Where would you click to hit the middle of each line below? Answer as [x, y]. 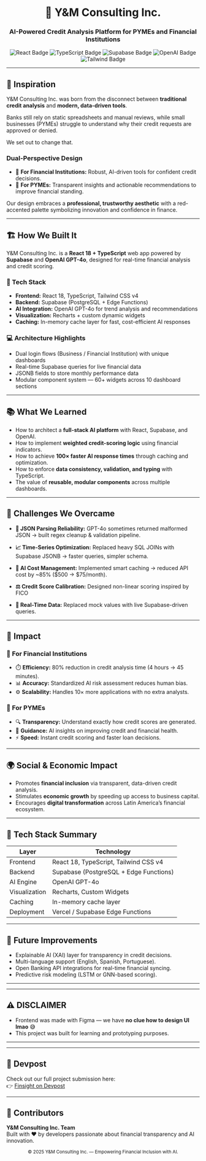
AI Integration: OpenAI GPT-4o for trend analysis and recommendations [106, 309]
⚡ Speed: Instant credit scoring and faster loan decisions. [88, 737]
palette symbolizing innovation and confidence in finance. [105, 210]
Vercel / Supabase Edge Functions [101, 912]
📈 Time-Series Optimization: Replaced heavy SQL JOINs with [95, 547]
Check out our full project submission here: [61, 1079]
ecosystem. [30, 809]
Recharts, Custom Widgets [90, 892]
